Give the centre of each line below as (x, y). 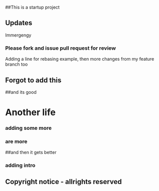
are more (16, 141)
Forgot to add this (33, 80)
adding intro (20, 165)
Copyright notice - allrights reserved (63, 182)
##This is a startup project (33, 7)
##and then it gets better (31, 152)
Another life (31, 113)
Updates (19, 23)
